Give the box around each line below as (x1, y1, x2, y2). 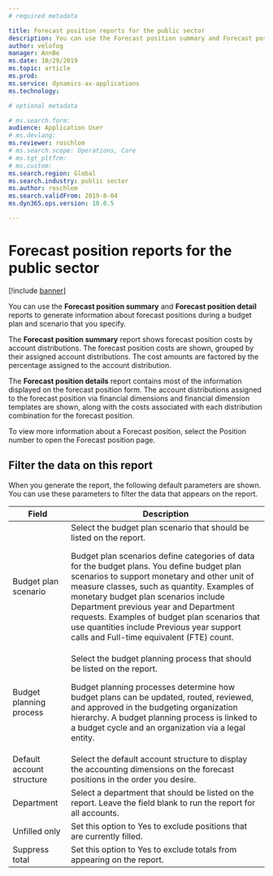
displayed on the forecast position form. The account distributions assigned (8, 384, 262, 394)
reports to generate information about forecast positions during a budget (8, 310, 252, 319)
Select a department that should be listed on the (70, 787, 254, 798)
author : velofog (8, 41, 63, 50)
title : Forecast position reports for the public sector (8, 26, 206, 35)
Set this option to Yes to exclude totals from (70, 843, 237, 855)
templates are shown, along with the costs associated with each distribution (8, 401, 262, 411)
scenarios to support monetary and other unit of (70, 570, 254, 582)
